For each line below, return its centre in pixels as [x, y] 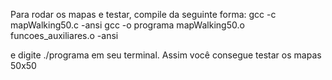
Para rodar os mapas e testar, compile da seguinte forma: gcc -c [143, 14]
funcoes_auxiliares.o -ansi [64, 35]
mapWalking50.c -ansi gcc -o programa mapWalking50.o [127, 25]
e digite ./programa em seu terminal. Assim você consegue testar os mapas [166, 55]
